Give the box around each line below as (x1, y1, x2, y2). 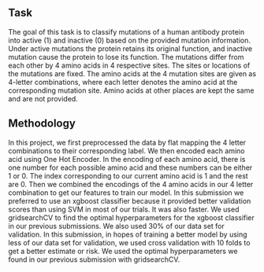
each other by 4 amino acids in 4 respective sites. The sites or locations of (8, 61, 251, 70)
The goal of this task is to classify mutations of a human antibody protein (8, 27, 245, 36)
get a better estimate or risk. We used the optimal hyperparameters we (8, 246, 238, 255)
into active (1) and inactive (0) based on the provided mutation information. (8, 35, 251, 45)
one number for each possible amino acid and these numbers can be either (8, 163, 253, 172)
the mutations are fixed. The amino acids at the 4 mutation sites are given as (8, 68, 257, 78)
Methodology (8, 117, 76, 130)
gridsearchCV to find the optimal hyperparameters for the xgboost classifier (8, 212, 255, 222)
